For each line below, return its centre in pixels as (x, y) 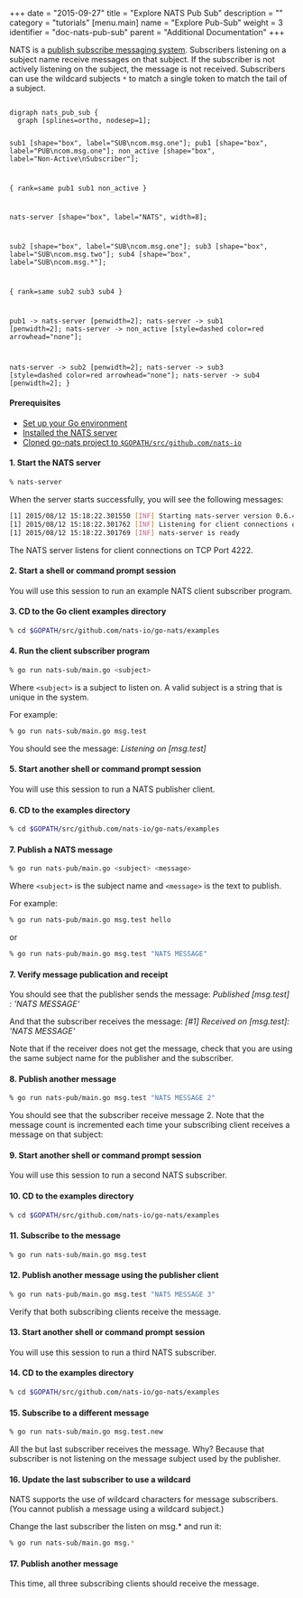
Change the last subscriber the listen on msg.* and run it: (115, 1527)
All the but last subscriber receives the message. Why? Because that (137, 1449)
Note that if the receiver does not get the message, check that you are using (151, 1048)
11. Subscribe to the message (65, 1236)
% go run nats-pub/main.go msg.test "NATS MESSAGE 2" (113, 1098)
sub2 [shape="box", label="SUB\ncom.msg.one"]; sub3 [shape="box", (139, 247)
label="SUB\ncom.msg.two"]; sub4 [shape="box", (101, 255)
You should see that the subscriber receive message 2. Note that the (137, 1115)
